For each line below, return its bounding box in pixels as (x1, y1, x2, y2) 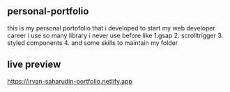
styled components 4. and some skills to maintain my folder (7, 38, 178, 47)
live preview (7, 59, 61, 71)
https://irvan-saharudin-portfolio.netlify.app (7, 77, 132, 85)
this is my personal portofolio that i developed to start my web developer (7, 24, 216, 32)
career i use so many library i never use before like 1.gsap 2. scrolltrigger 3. (7, 31, 224, 39)
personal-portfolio (7, 6, 89, 17)
